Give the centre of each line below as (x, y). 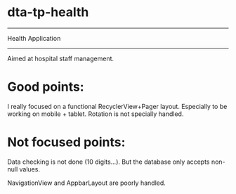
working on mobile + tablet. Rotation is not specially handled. (96, 114)
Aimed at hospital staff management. (61, 58)
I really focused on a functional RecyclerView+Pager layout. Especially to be (117, 106)
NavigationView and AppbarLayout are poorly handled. (87, 183)
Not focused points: (66, 142)
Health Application (34, 38)
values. (30, 169)
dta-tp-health (48, 12)
